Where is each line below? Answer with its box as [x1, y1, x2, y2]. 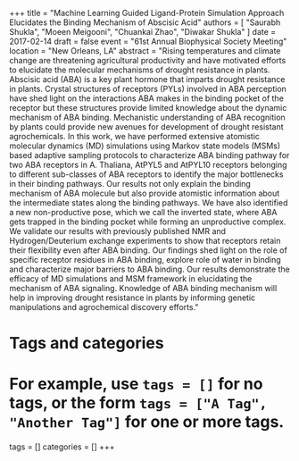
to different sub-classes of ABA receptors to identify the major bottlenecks [9, 169, 284, 180]
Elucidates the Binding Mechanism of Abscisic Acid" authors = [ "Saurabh [9, 17, 281, 28]
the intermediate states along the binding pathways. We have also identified [9, 197, 288, 208]
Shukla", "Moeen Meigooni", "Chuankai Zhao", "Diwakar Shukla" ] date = [9, 27, 277, 37]
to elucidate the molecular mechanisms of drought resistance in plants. [9, 64, 270, 75]
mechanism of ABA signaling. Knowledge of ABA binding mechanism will [9, 283, 278, 293]
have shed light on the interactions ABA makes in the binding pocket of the [9, 93, 284, 104]
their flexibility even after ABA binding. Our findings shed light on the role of [9, 245, 287, 256]
